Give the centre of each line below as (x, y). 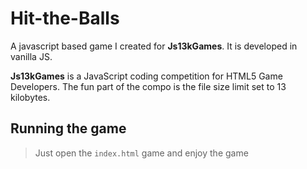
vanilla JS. (31, 56)
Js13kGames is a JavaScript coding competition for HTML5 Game (146, 76)
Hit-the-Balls (65, 18)
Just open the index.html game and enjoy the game (141, 153)
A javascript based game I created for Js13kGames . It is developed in (154, 46)
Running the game (68, 128)
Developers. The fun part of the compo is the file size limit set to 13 (148, 86)
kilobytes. (30, 97)
